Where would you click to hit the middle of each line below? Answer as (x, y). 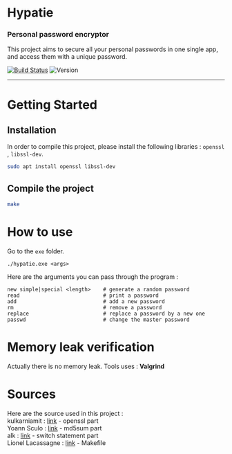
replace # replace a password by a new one (106, 314)
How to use (40, 232)
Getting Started (52, 105)
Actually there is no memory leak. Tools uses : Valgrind (86, 366)
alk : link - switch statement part (53, 435)
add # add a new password (86, 301)
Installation (32, 130)
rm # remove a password (85, 307)
